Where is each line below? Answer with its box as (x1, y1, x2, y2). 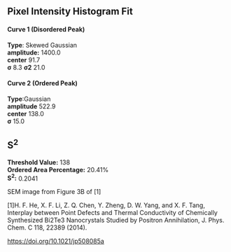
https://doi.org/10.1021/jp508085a (7, 237, 105, 246)
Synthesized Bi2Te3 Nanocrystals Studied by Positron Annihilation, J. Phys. (7, 216, 225, 225)
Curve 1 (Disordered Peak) (7, 24, 85, 34)
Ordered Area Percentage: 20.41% (7, 165, 109, 174)
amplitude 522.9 (7, 101, 56, 111)
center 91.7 (7, 55, 41, 64)
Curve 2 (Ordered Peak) (7, 79, 78, 87)
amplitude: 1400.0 (7, 48, 61, 57)
